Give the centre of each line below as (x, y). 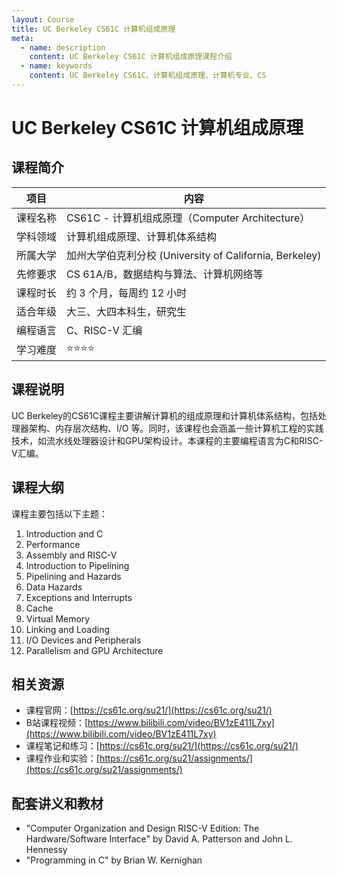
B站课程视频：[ (57, 723)
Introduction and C (64, 533)
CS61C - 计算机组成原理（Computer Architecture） (188, 218)
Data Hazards (54, 587)
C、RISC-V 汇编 (104, 330)
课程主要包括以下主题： (59, 513)
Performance (53, 544)
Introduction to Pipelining (77, 565)
